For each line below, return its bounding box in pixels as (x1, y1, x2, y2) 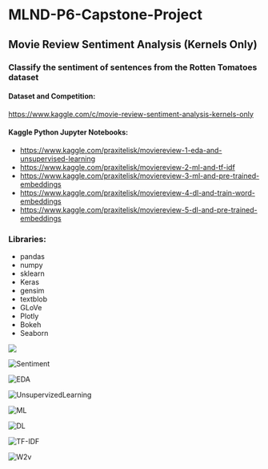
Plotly (19, 311, 39, 321)
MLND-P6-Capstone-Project (8, 6, 202, 24)
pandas (19, 252, 46, 261)
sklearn (19, 269, 46, 278)
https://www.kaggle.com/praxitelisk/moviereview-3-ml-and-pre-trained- (19, 171, 260, 180)
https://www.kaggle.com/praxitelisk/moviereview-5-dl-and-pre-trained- (19, 204, 258, 214)
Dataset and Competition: (8, 91, 96, 101)
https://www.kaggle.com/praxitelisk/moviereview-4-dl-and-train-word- (19, 188, 256, 197)
